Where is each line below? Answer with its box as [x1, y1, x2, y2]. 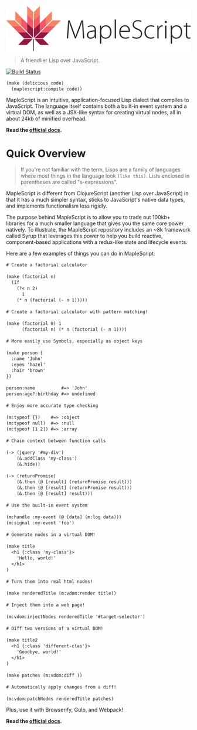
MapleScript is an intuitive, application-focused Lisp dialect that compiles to [6, 96, 189, 103]
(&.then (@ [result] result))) [16, 491, 93, 497]
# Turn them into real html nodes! [6, 579, 93, 585]
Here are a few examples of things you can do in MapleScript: [6, 250, 155, 257]
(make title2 [6, 637, 38, 643]
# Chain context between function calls [6, 438, 107, 444]
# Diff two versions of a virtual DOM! [6, 626, 104, 631]
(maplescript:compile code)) [11, 86, 83, 92]
